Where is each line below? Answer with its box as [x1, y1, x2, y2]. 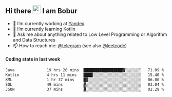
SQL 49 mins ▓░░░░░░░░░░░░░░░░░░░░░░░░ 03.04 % [5, 82, 164, 87]
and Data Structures [12, 36, 55, 43]
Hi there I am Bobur [5, 7, 78, 15]
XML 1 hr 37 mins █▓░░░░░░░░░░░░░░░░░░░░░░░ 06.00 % [5, 77, 164, 82]
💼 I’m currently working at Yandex [12, 20, 85, 26]
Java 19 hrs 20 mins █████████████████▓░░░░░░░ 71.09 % [5, 68, 164, 73]
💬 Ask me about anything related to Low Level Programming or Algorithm [12, 31, 167, 37]
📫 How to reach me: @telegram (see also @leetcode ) [12, 42, 127, 49]
